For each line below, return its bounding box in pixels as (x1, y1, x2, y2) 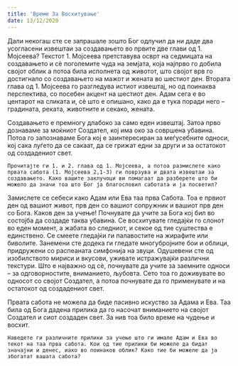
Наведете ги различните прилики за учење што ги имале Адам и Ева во (7, 334, 218, 341)
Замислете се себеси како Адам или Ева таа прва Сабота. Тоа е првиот (7, 193, 226, 202)
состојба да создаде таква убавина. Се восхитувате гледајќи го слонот (7, 216, 225, 225)
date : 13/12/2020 (7, 17, 59, 24)
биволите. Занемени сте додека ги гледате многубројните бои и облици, (7, 239, 229, 247)
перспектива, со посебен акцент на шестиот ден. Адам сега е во (7, 90, 206, 98)
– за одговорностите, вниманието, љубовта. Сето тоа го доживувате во (7, 269, 225, 277)
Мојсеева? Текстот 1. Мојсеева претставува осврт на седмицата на (7, 51, 213, 60)
